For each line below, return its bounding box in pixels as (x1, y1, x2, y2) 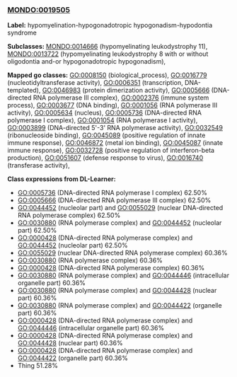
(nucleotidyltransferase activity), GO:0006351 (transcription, (7, 79, 184, 87)
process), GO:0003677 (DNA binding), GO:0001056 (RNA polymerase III (7, 101, 218, 110)
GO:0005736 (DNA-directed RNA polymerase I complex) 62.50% (17, 189, 207, 197)
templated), (7, 86, 41, 95)
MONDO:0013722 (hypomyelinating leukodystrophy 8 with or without (7, 50, 209, 58)
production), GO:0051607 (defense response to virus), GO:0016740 (7, 153, 204, 162)
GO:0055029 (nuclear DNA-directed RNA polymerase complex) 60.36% (17, 249, 228, 257)
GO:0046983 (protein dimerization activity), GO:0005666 (42, 86, 210, 95)
